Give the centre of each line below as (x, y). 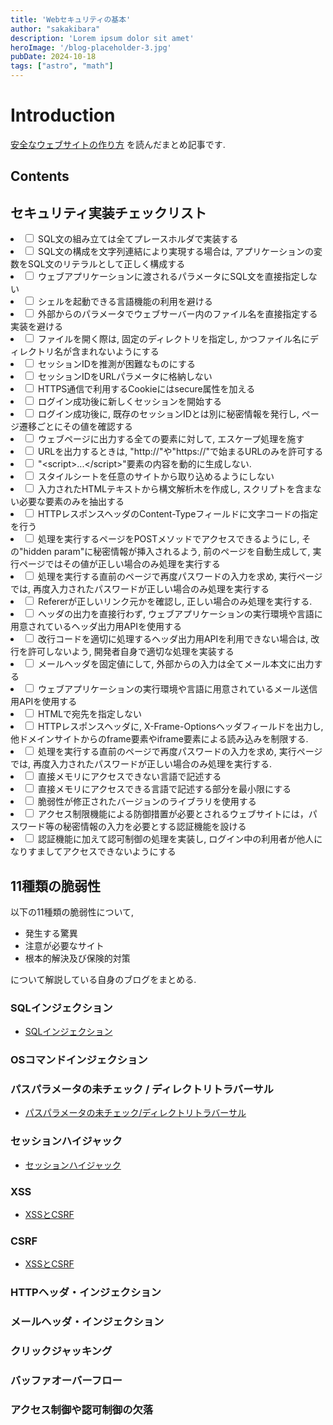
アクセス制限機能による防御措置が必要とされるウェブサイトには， (173, 814)
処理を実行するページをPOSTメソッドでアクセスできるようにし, (168, 539)
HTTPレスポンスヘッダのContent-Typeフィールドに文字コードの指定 (178, 514)
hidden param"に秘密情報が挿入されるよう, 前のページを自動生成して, (167, 552)
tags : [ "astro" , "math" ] (62, 66)
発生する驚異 (51, 933)
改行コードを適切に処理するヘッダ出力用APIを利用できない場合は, (173, 639)
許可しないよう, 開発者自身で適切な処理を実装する (131, 652)
